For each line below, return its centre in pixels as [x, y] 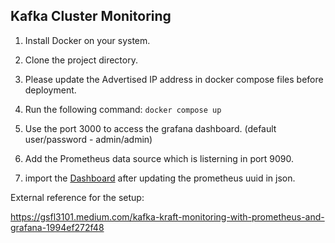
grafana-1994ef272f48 [57, 227]
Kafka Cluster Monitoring [91, 16]
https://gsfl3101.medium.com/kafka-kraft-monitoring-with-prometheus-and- [167, 216]
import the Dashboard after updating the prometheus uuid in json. [160, 178]
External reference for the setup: [77, 197]
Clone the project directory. [81, 60]
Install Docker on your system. [87, 40]
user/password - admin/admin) [88, 139]
